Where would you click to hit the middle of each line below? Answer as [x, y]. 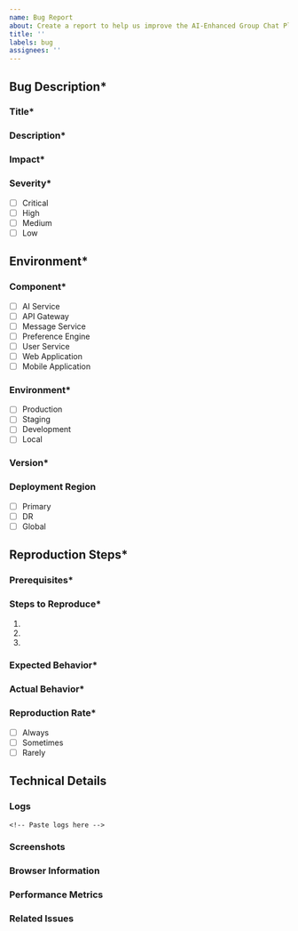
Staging [36, 420]
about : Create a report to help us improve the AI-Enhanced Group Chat [144, 26]
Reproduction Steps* [69, 555]
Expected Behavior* [53, 665]
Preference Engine [56, 336]
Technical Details [58, 781]
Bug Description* [58, 87]
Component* [38, 287]
